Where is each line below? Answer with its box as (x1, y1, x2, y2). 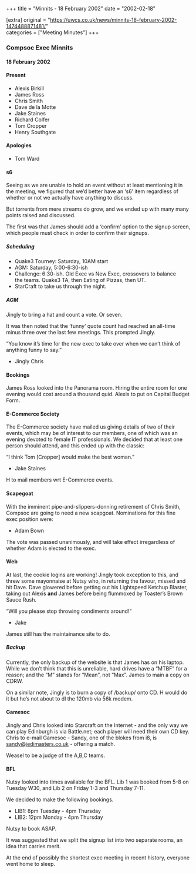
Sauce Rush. (6, 596, 37, 603)
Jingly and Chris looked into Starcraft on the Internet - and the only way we (6, 722, 188, 729)
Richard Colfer (14, 116, 50, 123)
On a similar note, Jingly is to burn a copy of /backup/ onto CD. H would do (6, 689, 188, 696)
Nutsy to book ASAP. (6, 825, 57, 832)
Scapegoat (6, 490, 33, 497)
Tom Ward (14, 155, 40, 162)
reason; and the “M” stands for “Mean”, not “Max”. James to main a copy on (6, 671, 190, 678)
